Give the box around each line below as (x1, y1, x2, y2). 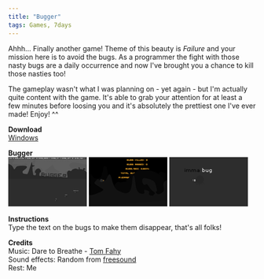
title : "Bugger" (8, 13, 61, 20)
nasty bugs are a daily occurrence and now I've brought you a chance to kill (8, 60, 254, 70)
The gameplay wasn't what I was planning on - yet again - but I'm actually (8, 84, 247, 94)
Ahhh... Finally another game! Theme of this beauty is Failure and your (8, 43, 236, 53)
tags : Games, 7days (8, 20, 72, 29)
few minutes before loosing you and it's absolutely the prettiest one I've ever (8, 101, 256, 110)
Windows (8, 132, 39, 142)
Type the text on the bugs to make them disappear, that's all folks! (8, 222, 222, 232)
